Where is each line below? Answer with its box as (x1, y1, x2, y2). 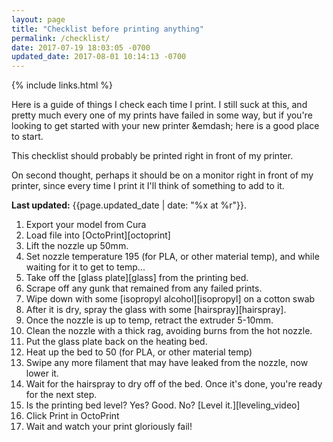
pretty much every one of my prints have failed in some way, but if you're (11, 109, 313, 121)
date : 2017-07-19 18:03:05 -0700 (11, 42, 151, 53)
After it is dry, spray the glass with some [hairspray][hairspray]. (25, 304, 287, 316)
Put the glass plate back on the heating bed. (25, 336, 208, 348)
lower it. (25, 367, 59, 380)
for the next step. (25, 389, 98, 401)
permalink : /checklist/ (11, 33, 111, 43)
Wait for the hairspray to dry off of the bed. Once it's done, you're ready (25, 378, 323, 390)
